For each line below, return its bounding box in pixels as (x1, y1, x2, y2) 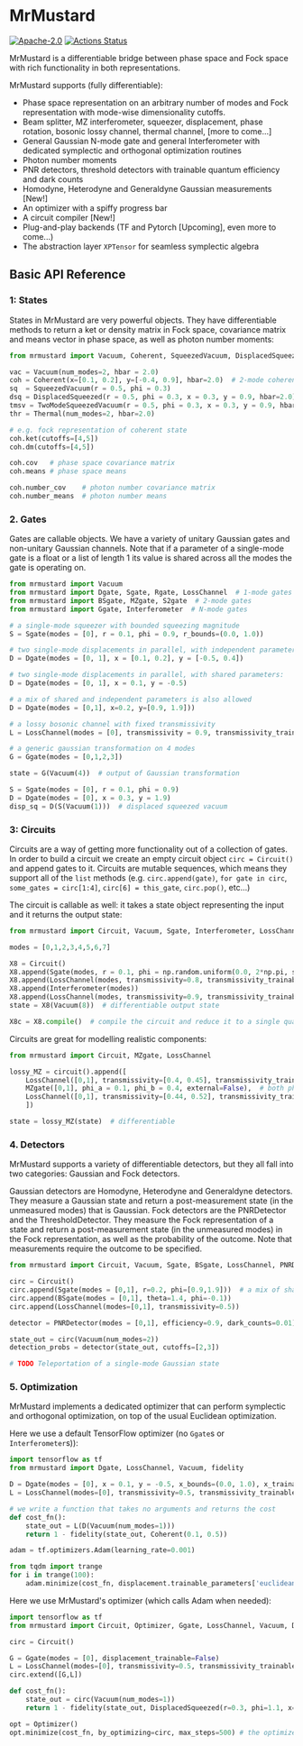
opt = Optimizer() (9, 1719, 78, 1729)
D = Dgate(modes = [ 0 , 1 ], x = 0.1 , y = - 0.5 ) (9, 679, 188, 688)
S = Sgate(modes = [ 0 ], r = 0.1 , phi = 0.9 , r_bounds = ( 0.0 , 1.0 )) (9, 629, 264, 638)
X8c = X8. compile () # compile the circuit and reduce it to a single (9, 1017, 280, 1026)
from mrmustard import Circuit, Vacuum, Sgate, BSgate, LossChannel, (9, 1261, 277, 1270)
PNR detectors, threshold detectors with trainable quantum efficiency (22, 164, 280, 175)
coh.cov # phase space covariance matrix (9, 459, 176, 468)
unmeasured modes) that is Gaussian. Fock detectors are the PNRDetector (9, 1205, 287, 1216)
